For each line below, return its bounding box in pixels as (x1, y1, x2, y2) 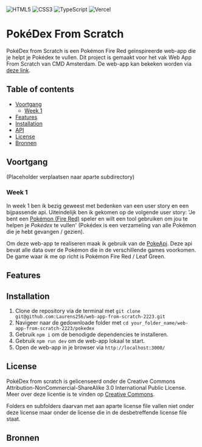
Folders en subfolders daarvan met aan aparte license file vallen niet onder (6, 402, 194, 409)
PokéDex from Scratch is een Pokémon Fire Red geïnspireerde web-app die (6, 47, 196, 54)
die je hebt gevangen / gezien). (6, 228, 85, 235)
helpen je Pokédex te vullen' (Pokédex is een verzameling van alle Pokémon (6, 221, 197, 228)
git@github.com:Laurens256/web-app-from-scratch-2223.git (15, 314, 165, 320)
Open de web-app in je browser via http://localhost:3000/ (15, 344, 165, 351)
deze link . (6, 66, 30, 74)
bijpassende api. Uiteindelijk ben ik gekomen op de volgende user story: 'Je (6, 208, 196, 216)
